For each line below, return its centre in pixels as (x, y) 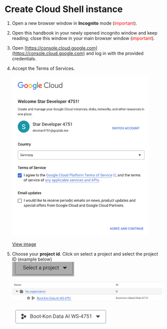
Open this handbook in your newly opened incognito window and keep (85, 33)
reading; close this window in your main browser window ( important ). (83, 38)
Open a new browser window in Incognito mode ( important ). (74, 23)
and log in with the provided (115, 53)
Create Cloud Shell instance (64, 9)
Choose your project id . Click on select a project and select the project (85, 254)
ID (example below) (32, 259)
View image (24, 244)
